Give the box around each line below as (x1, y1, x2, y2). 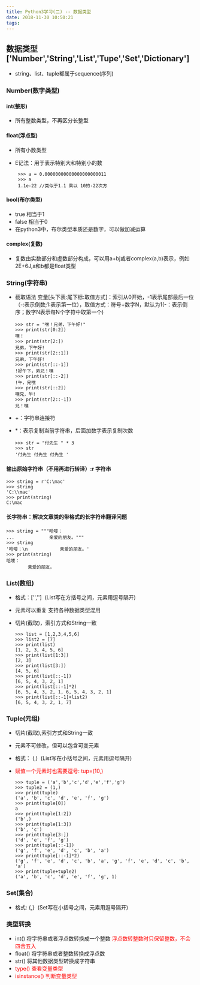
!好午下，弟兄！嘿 (14, 368, 54, 374)
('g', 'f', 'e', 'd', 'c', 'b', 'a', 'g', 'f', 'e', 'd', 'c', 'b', (14, 858, 190, 864)
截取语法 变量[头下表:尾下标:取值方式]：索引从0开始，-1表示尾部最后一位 (14, 293, 194, 301)
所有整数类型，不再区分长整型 (14, 117, 89, 124)
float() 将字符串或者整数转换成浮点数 (14, 950, 105, 957)
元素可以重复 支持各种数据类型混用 (14, 606, 101, 614)
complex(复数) (6, 241, 43, 248)
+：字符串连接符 (14, 415, 56, 422)
